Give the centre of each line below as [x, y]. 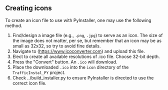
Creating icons [28, 8]
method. [14, 25]
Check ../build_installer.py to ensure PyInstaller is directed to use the [83, 77]
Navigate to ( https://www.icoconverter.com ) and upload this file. [78, 51]
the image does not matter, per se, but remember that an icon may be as [87, 40]
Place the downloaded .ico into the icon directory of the [70, 67]
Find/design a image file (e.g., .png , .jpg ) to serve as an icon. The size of [87, 35]
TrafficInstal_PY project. [39, 72]
